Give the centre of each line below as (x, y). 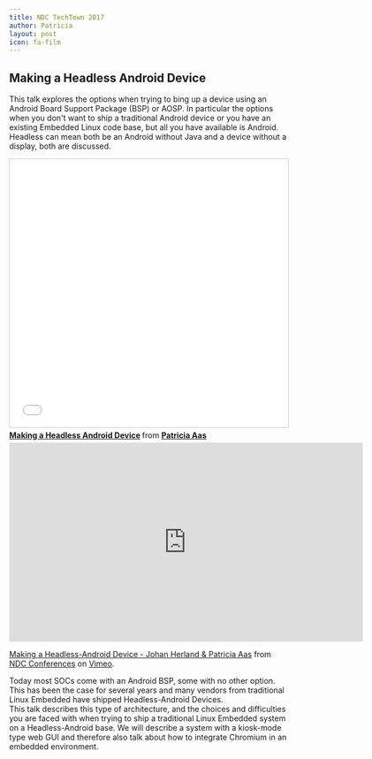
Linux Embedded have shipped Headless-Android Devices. (116, 700)
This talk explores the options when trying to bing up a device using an (138, 99)
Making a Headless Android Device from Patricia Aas (108, 435)
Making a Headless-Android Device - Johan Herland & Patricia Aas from (140, 655)
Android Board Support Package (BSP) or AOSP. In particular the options (141, 109)
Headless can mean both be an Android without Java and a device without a (148, 137)
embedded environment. (54, 747)
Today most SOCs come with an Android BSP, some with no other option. (142, 681)
